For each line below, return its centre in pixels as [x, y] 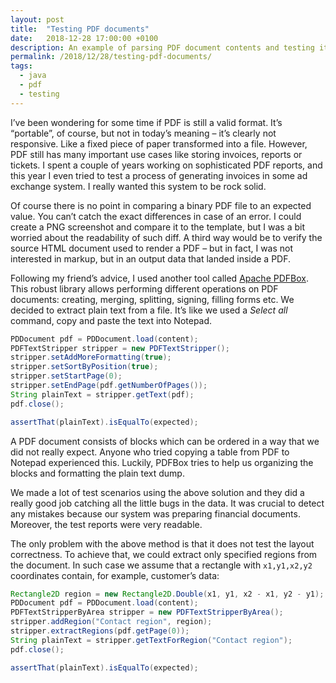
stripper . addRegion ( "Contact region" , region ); [111, 622]
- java [33, 76]
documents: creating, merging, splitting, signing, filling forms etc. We [152, 299]
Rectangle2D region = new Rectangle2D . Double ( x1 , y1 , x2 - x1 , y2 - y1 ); [167, 594]
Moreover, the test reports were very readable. [106, 524]
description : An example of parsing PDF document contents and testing [162, 47]
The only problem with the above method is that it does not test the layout [162, 543]
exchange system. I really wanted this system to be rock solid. [138, 186]
